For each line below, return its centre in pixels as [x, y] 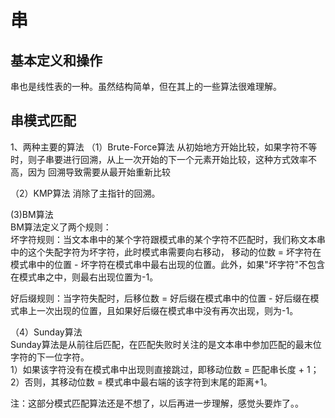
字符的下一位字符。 [50, 357]
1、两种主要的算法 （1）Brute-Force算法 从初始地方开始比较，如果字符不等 [164, 147]
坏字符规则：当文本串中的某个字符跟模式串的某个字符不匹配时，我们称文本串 [168, 239]
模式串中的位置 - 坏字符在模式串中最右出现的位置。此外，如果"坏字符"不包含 [168, 264]
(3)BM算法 [32, 214]
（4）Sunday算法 [46, 332]
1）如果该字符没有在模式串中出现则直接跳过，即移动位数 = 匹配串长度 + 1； [165, 369]
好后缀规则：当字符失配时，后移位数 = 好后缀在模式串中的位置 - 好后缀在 [160, 298]
